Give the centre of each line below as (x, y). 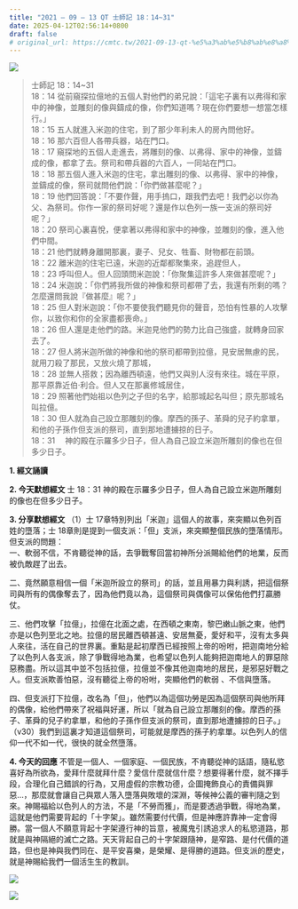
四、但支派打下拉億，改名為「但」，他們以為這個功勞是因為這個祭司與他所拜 (147, 698)
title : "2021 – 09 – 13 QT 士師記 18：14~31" (92, 17)
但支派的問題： (36, 542)
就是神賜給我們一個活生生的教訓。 (71, 862)
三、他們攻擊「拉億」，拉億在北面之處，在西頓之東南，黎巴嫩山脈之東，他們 (147, 624)
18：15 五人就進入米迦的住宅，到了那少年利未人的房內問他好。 (145, 130)
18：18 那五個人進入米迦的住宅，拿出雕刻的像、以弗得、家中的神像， (157, 174)
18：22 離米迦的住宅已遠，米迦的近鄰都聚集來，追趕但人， (138, 263)
